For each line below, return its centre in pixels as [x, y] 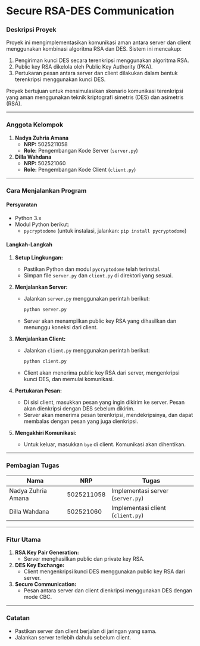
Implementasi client [138, 508]
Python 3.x [28, 218]
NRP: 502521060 [45, 163]
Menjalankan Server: [41, 287]
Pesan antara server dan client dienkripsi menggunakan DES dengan [108, 591]
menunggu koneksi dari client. [61, 327]
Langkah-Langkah [29, 244]
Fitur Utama [24, 540]
